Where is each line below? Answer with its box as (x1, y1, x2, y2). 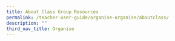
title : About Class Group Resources (6, 8, 99, 15)
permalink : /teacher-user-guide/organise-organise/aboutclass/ (6, 14, 170, 20)
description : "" (6, 20, 47, 26)
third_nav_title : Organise (6, 25, 74, 32)
